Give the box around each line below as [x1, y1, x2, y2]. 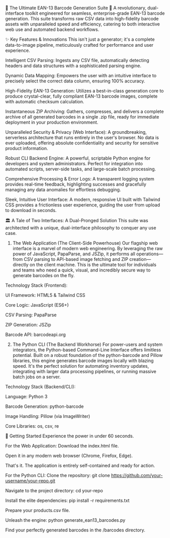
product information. [5, 145, 48, 151]
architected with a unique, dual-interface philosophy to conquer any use [5, 225, 156, 231]
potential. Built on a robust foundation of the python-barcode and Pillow [12, 352, 163, 358]
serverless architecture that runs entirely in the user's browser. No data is [5, 135, 159, 140]
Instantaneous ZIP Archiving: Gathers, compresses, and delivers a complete [5, 108, 164, 114]
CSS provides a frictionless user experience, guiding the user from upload [5, 202, 160, 208]
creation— [129, 256, 151, 262]
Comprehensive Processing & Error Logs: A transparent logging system [5, 176, 155, 182]
